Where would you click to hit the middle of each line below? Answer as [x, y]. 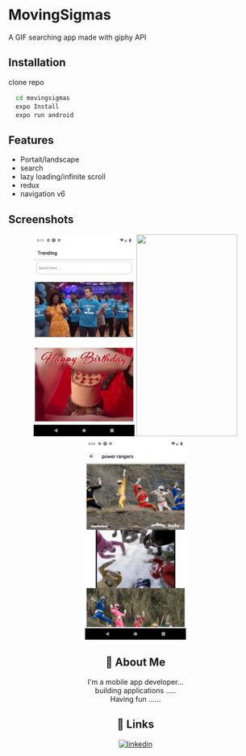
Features [31, 140]
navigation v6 [43, 194]
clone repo [26, 82]
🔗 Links [136, 724]
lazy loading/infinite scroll [63, 177]
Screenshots [41, 219]
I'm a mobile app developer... [136, 682]
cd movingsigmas [43, 98]
